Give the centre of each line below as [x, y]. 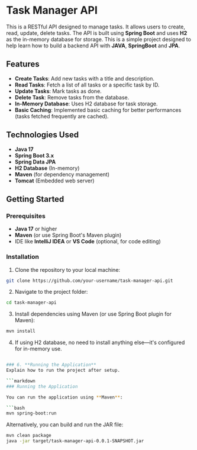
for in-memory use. [38, 349]
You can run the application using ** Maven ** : [64, 397]
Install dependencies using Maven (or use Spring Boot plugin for [93, 314]
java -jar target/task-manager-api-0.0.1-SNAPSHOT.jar [75, 441]
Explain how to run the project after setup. [63, 371]
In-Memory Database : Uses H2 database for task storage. [86, 104]
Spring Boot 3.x [34, 155]
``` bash [16, 408]
